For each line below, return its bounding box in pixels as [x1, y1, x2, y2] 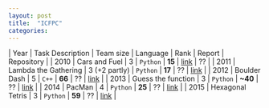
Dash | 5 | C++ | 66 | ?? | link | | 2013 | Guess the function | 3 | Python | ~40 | [8, 74, 259, 84]
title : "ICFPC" [8, 19, 63, 27]
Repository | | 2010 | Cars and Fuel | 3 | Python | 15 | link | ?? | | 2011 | [8, 57, 235, 66]
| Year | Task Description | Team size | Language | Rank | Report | [8, 49, 225, 58]
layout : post [8, 11, 52, 20]
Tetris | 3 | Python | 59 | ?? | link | [8, 91, 116, 101]
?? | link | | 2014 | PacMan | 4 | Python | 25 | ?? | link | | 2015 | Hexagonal [8, 82, 247, 92]
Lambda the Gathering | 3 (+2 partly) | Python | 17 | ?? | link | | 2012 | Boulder [8, 66, 261, 75]
